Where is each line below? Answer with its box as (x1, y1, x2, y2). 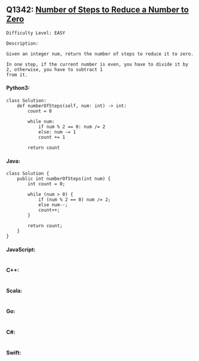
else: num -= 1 (38, 129, 76, 135)
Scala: (6, 287, 23, 295)
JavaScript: (6, 246, 36, 253)
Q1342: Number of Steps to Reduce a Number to (6, 5, 189, 15)
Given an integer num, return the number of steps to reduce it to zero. (6, 51, 194, 57)
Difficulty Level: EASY (6, 30, 66, 36)
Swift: (6, 349, 22, 356)
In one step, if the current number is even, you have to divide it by (6, 61, 188, 68)
